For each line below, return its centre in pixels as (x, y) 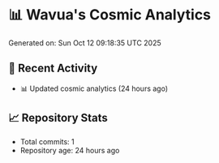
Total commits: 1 (47, 141)
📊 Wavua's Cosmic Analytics (110, 15)
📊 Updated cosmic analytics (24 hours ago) (94, 88)
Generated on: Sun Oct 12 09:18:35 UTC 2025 (85, 43)
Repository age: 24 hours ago (70, 150)
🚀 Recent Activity (53, 69)
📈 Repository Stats (58, 118)
